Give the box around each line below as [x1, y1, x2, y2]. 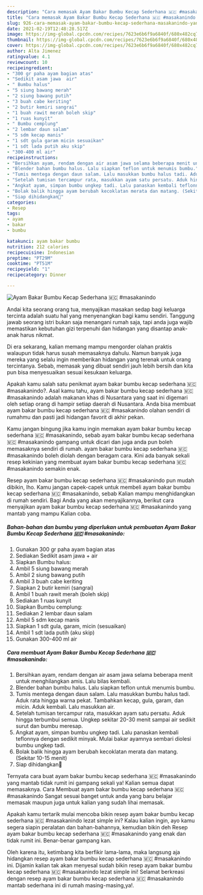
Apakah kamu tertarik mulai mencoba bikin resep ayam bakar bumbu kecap [7, 810, 195, 817]
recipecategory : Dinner [7, 272, 67, 278]
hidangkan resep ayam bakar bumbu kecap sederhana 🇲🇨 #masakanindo [7, 855, 192, 862]
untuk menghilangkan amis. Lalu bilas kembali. [15, 677, 131, 685]
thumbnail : [7, 37, 34, 43]
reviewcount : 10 [7, 59, 48, 65]
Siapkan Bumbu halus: [15, 558, 72, 565]
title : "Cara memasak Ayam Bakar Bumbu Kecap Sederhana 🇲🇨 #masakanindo [7, 14, 196, 20]
